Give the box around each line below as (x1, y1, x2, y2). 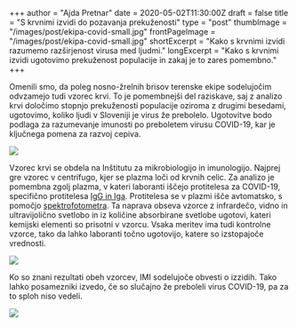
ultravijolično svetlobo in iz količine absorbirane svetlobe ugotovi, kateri (9, 210, 271, 220)
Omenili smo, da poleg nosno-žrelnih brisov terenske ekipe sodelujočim (9, 82, 272, 92)
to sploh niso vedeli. (9, 291, 83, 301)
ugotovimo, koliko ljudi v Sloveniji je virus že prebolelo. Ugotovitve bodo (9, 110, 273, 120)
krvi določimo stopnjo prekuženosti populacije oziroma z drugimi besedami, (9, 100, 286, 110)
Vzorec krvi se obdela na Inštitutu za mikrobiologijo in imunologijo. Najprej (9, 163, 281, 172)
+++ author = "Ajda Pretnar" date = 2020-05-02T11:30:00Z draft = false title (9, 8, 289, 18)
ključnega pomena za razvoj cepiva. (9, 129, 141, 139)
